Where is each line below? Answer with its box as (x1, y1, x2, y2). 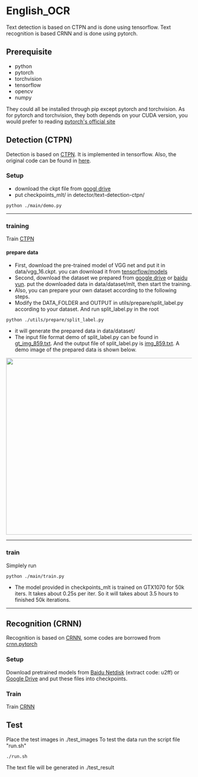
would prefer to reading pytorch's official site (6, 118, 116, 125)
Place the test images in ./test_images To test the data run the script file (6, 736, 180, 743)
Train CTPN (6, 235, 34, 242)
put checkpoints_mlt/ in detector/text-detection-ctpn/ (14, 191, 145, 198)
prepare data (6, 249, 38, 256)
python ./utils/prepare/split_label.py (6, 317, 104, 323)
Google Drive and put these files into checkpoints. (6, 675, 128, 682)
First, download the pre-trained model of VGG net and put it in (14, 262, 166, 269)
